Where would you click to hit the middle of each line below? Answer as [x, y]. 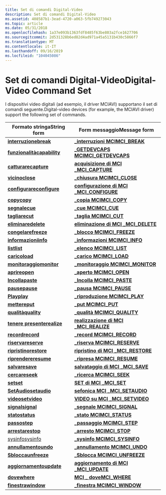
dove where [21, 477]
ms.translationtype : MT [30, 42]
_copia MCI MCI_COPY [101, 200]
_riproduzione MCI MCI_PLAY [109, 296]
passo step [20, 423]
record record [23, 335]
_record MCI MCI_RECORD [105, 335]
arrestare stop [24, 431]
